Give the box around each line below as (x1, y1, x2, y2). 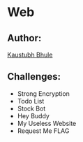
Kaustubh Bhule (7, 50, 53, 59)
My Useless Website (17, 119, 77, 127)
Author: (7, 32, 42, 44)
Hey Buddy (17, 111, 50, 120)
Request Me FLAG (17, 127, 70, 135)
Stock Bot (17, 104, 46, 113)
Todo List (17, 97, 45, 105)
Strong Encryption (17, 89, 70, 98)
